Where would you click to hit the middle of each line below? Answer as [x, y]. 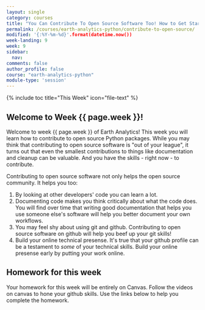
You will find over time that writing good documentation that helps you [103, 207]
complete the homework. [38, 300]
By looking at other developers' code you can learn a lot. [86, 194]
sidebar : [17, 52]
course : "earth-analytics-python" [50, 75]
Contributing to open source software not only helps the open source [93, 176]
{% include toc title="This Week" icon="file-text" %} [72, 98]
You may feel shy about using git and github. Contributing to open [98, 227]
